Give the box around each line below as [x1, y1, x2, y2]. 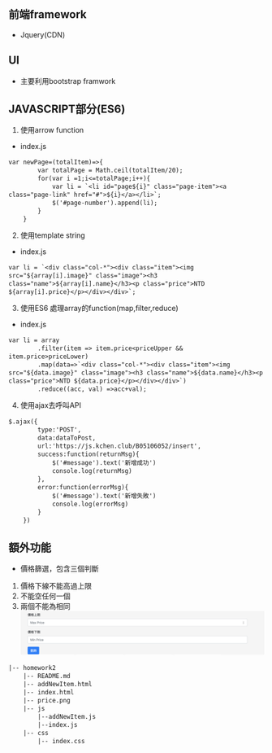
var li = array [8, 336, 60, 344]
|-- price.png [23, 696, 71, 704]
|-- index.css [37, 737, 85, 745]
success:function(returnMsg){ [37, 450, 140, 458]
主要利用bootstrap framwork [19, 76, 116, 85]
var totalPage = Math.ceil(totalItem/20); [37, 166, 183, 175]
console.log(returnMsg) [51, 467, 132, 475]
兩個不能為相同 [19, 602, 71, 611]
